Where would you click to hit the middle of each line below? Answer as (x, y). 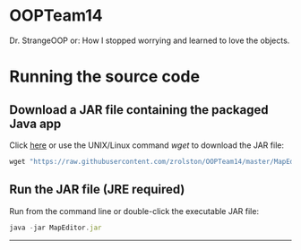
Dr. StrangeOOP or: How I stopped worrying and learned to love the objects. (150, 40)
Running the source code (104, 77)
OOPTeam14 (56, 16)
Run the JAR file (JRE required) (97, 190)
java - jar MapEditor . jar (56, 228)
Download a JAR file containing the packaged (139, 110)
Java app (35, 123)
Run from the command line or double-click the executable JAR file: (134, 211)
